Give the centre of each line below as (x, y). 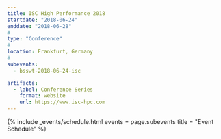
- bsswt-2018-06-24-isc (47, 71)
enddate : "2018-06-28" (39, 26)
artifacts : (23, 83)
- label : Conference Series (53, 90)
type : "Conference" (35, 39)
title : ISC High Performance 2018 (56, 13)
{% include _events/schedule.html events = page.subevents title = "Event (110, 122)
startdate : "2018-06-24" (42, 20)
